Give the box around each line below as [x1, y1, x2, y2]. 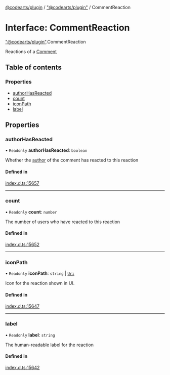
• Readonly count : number [5, 209, 57, 215]
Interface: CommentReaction [5, 22, 130, 33]
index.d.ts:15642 [5, 364, 40, 371]
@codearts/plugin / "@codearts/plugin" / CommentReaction [5, 5, 131, 10]
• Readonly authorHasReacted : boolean [5, 147, 88, 153]
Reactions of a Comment [5, 48, 57, 55]
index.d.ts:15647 [5, 303, 39, 309]
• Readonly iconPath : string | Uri [5, 270, 75, 276]
